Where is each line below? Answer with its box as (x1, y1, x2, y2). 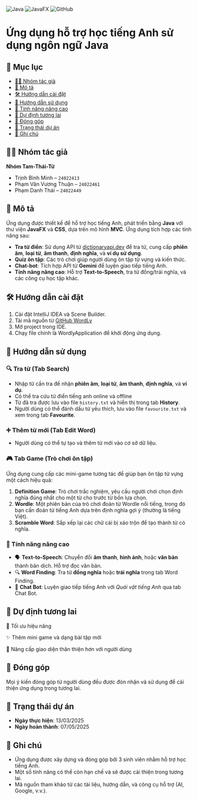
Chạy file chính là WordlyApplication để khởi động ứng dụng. (14, 329, 162, 336)
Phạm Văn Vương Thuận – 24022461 (14, 180, 100, 188)
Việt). (14, 512, 28, 520)
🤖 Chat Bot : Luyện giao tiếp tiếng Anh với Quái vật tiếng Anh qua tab (14, 584, 181, 591)
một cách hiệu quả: (6, 476, 53, 484)
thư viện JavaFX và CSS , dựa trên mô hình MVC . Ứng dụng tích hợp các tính (6, 225, 192, 232)
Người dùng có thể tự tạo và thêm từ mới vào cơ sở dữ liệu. (14, 439, 158, 446)
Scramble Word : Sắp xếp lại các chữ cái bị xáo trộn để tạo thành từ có (14, 519, 185, 526)
